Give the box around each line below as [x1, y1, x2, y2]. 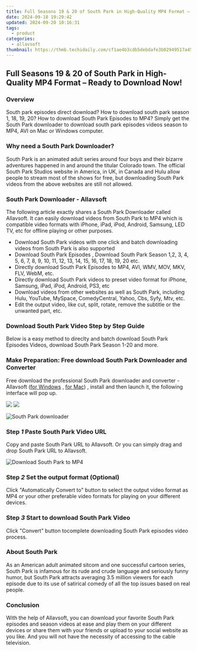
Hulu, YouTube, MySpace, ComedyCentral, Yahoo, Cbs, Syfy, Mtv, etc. [14, 295, 185, 302]
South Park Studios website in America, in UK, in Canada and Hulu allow [6, 168, 181, 175]
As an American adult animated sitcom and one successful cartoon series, [6, 561, 186, 568]
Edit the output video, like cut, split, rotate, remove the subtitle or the [14, 301, 181, 308]
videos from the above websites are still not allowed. [6, 180, 133, 187]
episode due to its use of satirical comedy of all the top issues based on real [6, 580, 191, 587]
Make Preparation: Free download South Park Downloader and [6, 356, 188, 364]
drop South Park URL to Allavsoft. [6, 447, 87, 454]
